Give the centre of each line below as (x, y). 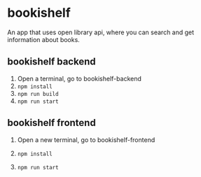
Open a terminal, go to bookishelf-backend (79, 78)
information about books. (44, 39)
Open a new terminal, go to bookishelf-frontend (86, 140)
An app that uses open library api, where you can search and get (101, 32)
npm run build (38, 94)
